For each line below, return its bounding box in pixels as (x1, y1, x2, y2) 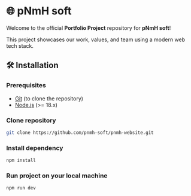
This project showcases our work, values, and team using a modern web (6, 36, 186, 43)
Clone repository (6, 116, 56, 124)
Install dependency (6, 143, 63, 152)
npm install (6, 157, 36, 164)
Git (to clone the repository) (14, 94, 84, 102)
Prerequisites (6, 81, 46, 90)
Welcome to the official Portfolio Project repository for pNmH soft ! (6, 24, 171, 31)
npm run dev (6, 185, 36, 191)
